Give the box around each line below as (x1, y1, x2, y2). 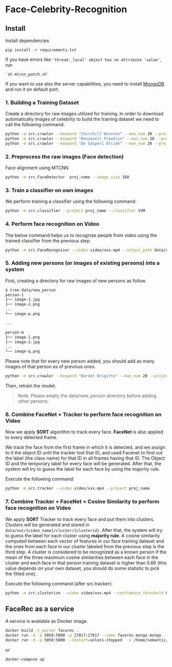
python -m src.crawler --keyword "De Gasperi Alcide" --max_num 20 (5, 141, 153, 147)
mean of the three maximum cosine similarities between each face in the (5, 554, 159, 560)
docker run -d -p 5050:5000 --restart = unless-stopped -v (5, 638, 132, 643)
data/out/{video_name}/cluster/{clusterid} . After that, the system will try (5, 527, 163, 533)
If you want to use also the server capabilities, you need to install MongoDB (5, 81, 165, 87)
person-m (5, 329, 24, 335)
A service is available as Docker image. (5, 618, 88, 624)
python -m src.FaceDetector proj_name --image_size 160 (5, 175, 130, 180)
